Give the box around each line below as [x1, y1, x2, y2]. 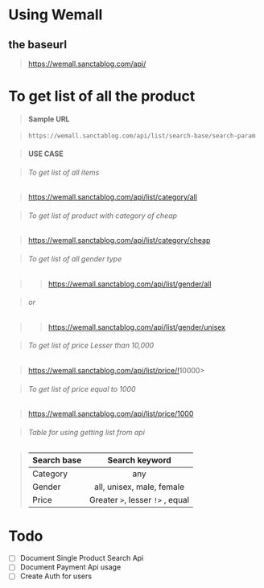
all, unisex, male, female [93, 481, 185, 492]
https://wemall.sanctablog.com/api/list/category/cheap [27, 236, 211, 245]
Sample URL [27, 114, 70, 124]
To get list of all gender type [27, 253, 122, 263]
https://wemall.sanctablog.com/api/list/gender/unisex [47, 322, 226, 331]
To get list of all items [27, 167, 100, 177]
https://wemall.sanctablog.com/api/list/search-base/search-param [27, 132, 256, 140]
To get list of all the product [8, 87, 196, 105]
